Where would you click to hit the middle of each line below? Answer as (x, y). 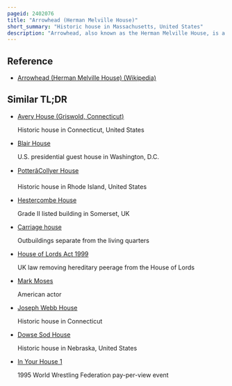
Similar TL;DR (37, 100)
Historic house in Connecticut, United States (81, 130)
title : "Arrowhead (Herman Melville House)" (73, 20)
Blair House (34, 143)
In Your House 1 (40, 361)
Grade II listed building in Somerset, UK (73, 213)
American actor (39, 294)
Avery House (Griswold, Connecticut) (71, 116)
